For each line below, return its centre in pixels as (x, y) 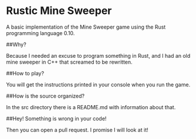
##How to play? (25, 73)
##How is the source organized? (45, 96)
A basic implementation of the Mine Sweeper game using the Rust (86, 27)
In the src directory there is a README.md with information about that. (91, 107)
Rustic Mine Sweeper (59, 11)
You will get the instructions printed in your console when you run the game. (98, 84)
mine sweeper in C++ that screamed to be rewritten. (70, 62)
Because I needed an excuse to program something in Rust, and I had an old (98, 55)
